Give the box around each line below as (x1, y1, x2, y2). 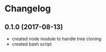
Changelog (4, 3, 51, 14)
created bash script (11, 41, 52, 47)
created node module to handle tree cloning (11, 36, 102, 42)
